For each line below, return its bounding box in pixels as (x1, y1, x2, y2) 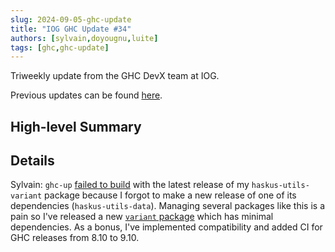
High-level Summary (10, 118, 142, 135)
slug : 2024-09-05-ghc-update (10, 14, 132, 25)
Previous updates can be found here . (10, 89, 163, 101)
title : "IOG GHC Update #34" (10, 24, 132, 34)
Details (10, 152, 55, 170)
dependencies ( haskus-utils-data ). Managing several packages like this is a (10, 200, 326, 212)
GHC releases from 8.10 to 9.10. (10, 232, 140, 244)
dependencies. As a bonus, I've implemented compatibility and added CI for (10, 221, 323, 233)
